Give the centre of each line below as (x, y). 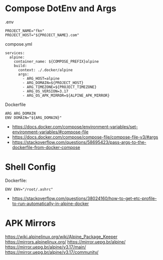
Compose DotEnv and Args (61, 9)
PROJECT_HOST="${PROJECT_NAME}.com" (42, 35)
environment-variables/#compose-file (50, 132)
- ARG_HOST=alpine (41, 78)
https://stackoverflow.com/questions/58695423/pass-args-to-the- (79, 142)
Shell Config (30, 167)
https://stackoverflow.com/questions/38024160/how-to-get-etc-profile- (84, 198)
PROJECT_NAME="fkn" (25, 31)
